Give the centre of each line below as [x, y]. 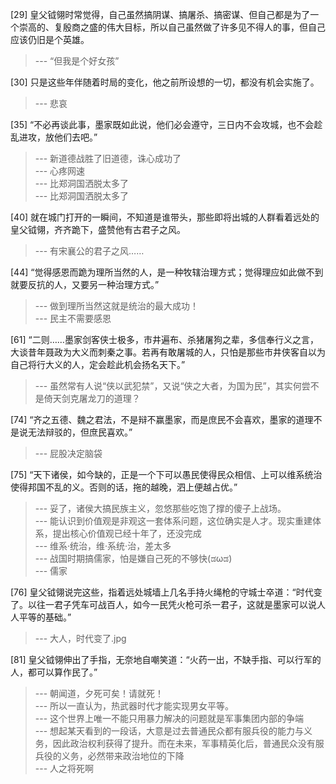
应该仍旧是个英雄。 [50, 39]
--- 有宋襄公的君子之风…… [89, 251]
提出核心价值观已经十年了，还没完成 [127, 533]
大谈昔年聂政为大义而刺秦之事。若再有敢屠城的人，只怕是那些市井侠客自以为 [168, 352]
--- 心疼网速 [60, 171]
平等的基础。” [45, 617]
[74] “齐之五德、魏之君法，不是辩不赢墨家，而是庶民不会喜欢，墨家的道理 [162, 419]
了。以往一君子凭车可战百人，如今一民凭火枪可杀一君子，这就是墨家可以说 [163, 604]
